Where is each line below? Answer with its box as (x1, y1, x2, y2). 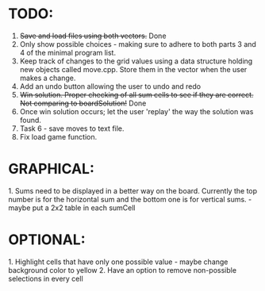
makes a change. (19, 73, 76, 82)
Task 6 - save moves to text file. (19, 124, 125, 133)
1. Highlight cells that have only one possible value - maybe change (8, 257, 229, 266)
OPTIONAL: (8, 231, 86, 249)
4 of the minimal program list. (19, 48, 117, 57)
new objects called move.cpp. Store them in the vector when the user (19, 64, 248, 74)
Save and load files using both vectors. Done (19, 31, 167, 40)
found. (19, 115, 42, 124)
